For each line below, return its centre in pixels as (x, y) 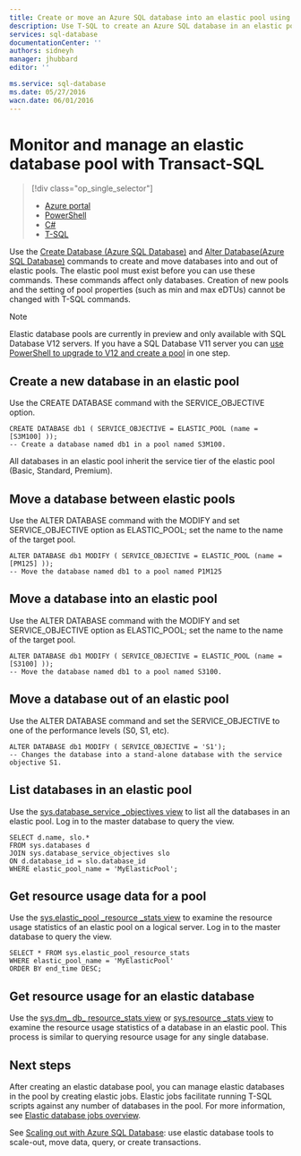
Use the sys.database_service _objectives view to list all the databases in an (150, 811)
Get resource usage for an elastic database (132, 996)
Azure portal (68, 206)
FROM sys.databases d (50, 845)
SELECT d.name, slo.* (50, 837)
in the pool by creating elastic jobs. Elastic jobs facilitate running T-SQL (141, 1096)
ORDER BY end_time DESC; (56, 969)
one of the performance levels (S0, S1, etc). (90, 730)
